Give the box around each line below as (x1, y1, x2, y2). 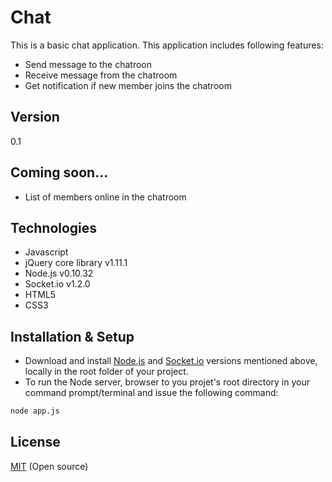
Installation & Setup (10, 328, 135, 345)
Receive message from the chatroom (24, 69, 178, 81)
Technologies (10, 219, 98, 236)
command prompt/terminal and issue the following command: (24, 387, 279, 399)
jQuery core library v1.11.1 (24, 257, 128, 269)
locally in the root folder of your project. (24, 366, 189, 378)
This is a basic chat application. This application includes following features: (10, 39, 324, 51)
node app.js (10, 406, 60, 416)
